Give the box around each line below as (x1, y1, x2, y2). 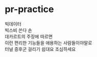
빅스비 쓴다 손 (5, 27, 33, 33)
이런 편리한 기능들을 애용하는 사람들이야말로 (5, 39, 92, 46)
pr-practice (5, 4, 54, 15)
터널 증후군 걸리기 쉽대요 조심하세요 (5, 46, 76, 52)
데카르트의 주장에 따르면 (5, 33, 53, 39)
